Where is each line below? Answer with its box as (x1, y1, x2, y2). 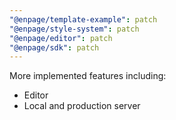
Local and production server (23, 100, 141, 112)
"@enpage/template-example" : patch (9, 14, 158, 25)
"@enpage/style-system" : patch (9, 24, 140, 34)
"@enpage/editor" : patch (9, 33, 113, 43)
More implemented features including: (9, 70, 167, 82)
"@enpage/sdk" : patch (9, 42, 100, 53)
